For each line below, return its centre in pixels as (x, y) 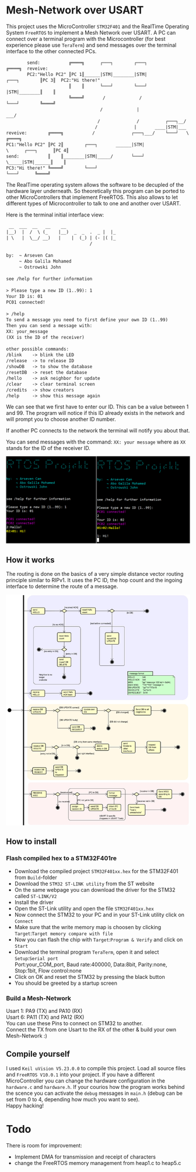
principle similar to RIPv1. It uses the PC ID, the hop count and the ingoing (94, 580)
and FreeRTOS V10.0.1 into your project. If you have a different (80, 1074)
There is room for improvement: (44, 1145)
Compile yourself (38, 1054)
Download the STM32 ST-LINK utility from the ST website (84, 884)
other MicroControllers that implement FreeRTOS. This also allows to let (92, 197)
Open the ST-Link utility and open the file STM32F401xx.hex (84, 908)
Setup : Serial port (36, 958)
